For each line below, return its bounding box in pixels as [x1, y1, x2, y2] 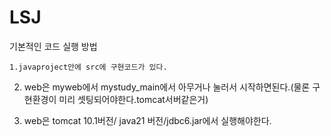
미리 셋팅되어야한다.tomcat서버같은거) [58, 93, 209, 105]
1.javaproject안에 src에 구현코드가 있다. [9, 62, 168, 72]
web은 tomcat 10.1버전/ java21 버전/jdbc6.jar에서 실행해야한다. [23, 114, 272, 126]
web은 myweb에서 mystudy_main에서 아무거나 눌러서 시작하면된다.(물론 [23, 81, 311, 93]
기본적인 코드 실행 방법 [9, 40, 98, 52]
